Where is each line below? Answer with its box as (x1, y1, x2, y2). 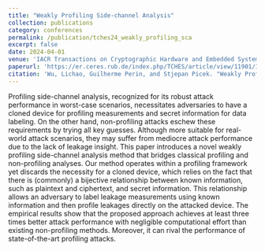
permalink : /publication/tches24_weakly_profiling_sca (8, 33, 192, 42)
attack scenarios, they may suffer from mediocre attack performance (28, 133, 253, 142)
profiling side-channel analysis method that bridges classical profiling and (8, 150, 248, 160)
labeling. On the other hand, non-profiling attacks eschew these (8, 116, 216, 126)
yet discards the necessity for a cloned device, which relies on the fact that (8, 167, 252, 176)
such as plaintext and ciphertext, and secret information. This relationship (8, 183, 248, 193)
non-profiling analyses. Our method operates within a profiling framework (8, 158, 248, 168)
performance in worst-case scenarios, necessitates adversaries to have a (8, 100, 248, 109)
